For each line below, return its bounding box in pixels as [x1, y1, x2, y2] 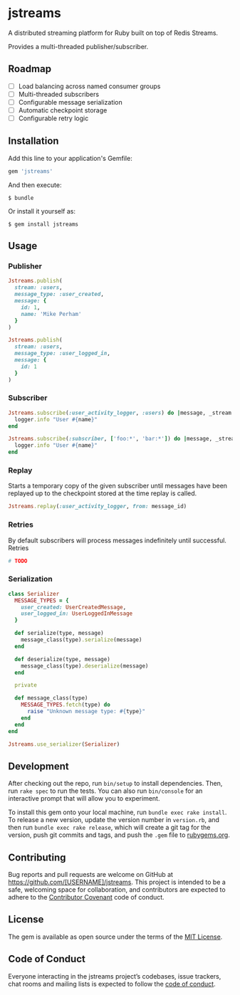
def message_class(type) [14, 695, 88, 702]
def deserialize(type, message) [14, 656, 111, 663]
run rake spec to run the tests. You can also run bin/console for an [8, 786, 203, 795]
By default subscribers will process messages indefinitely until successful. [8, 536, 227, 544]
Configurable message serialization [18, 98, 123, 106]
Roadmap [8, 63, 52, 75]
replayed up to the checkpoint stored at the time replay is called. [8, 489, 197, 497]
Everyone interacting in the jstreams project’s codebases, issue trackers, [8, 972, 221, 980]
